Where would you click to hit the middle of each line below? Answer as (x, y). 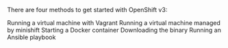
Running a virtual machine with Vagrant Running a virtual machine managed (114, 23)
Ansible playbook (31, 37)
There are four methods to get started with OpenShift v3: (87, 10)
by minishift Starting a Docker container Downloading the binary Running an (114, 30)
